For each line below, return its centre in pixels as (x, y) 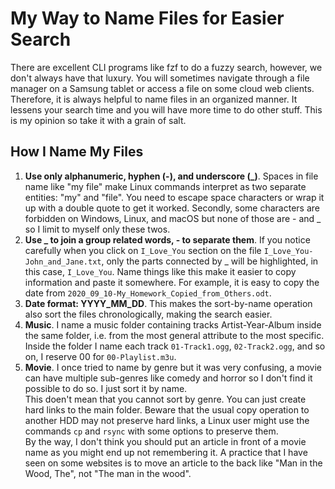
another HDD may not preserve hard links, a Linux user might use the (167, 420)
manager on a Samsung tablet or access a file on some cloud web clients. (162, 88)
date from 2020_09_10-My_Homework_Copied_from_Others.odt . (148, 293)
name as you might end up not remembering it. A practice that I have (166, 452)
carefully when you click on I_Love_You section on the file (143, 250)
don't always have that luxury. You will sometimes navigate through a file (160, 78)
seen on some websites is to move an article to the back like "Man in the (173, 463)
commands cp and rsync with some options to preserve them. (151, 431)
